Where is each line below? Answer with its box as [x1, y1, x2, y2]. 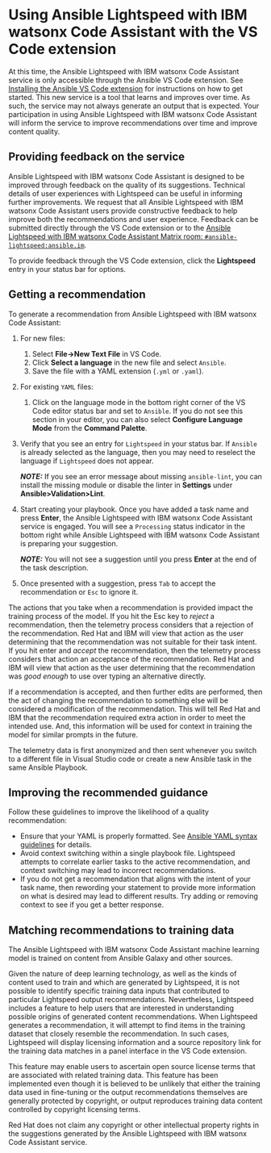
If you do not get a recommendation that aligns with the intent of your [19, 874, 252, 884]
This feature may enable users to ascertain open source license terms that [8, 1062, 256, 1072]
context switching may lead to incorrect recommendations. [19, 866, 216, 875]
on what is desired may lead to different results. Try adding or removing [19, 892, 258, 901]
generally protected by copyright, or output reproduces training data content [8, 1096, 263, 1106]
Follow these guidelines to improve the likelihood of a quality [8, 807, 210, 817]
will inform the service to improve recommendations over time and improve [8, 118, 258, 127]
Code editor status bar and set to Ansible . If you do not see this [31, 406, 244, 416]
